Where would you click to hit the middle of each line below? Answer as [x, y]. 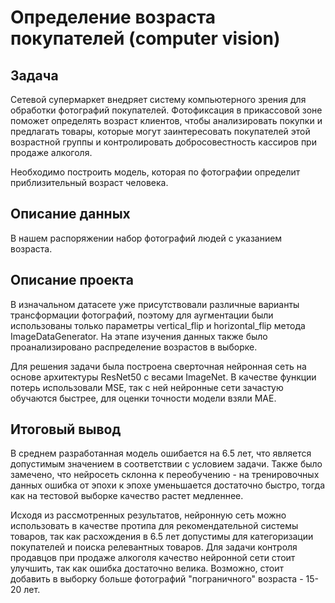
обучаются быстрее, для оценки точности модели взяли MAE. [143, 398]
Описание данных [70, 214]
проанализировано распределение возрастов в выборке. [134, 347]
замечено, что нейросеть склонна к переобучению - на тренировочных [165, 475]
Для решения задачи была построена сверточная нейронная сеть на [158, 366]
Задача [34, 75]
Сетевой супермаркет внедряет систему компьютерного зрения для [158, 99]
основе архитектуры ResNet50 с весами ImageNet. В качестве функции [163, 377]
